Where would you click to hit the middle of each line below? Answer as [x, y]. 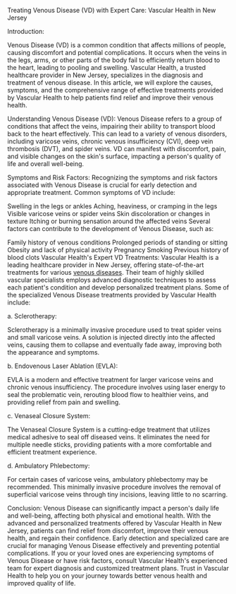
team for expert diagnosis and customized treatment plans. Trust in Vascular [118, 568]
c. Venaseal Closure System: [49, 416]
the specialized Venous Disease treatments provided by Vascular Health [112, 295]
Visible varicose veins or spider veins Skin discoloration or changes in [108, 214]
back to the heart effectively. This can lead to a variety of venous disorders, [117, 134]
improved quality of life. [42, 583]
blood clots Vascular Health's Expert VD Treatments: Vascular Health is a [113, 257]
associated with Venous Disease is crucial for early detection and [102, 185]
